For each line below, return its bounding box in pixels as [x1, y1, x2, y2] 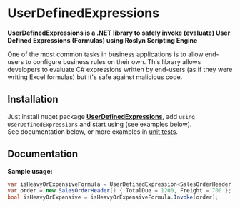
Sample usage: [7, 167, 53, 175]
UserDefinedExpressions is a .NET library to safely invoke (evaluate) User [7, 28, 231, 37]
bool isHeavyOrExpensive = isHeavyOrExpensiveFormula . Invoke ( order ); [7, 194, 219, 201]
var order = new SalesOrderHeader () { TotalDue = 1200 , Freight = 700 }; [7, 187, 232, 194]
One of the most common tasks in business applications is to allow [7, 50, 204, 58]
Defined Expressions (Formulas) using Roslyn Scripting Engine [7, 36, 198, 44]
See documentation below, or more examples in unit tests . [7, 127, 179, 136]
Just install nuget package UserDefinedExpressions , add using [7, 112, 195, 120]
